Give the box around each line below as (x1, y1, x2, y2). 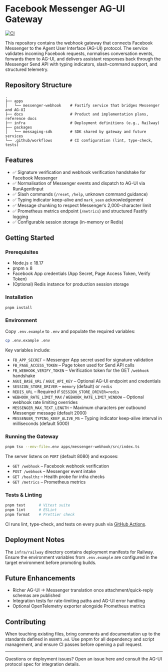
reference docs (5, 116, 37, 121)
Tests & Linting (5, 491, 42, 498)
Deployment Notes (5, 535, 65, 544)
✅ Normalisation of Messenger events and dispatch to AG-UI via (12, 180, 145, 186)
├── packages (5, 124, 32, 130)
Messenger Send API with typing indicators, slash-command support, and (5, 61, 157, 67)
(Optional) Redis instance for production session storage (12, 281, 129, 287)
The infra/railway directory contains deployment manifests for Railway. (5, 548, 154, 555)
